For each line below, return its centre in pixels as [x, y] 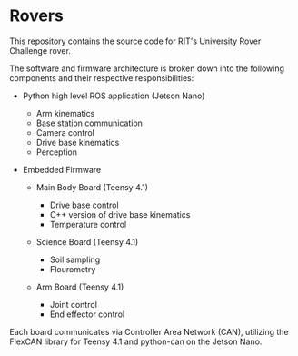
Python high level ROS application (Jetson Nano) [114, 96]
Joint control [74, 304]
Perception [57, 152]
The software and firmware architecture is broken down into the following [147, 68]
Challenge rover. [40, 50]
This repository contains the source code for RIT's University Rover [135, 41]
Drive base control [84, 205]
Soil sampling [75, 259]
